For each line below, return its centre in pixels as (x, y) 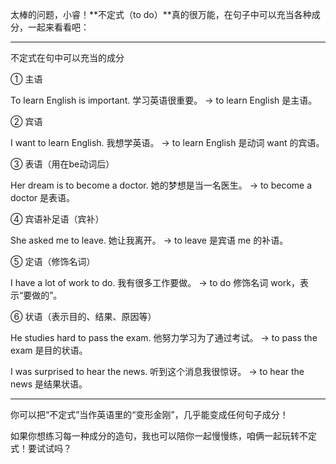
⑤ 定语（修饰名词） (53, 261)
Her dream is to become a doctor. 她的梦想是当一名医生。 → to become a (161, 185)
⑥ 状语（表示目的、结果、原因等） (83, 316)
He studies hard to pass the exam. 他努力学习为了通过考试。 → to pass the (164, 337)
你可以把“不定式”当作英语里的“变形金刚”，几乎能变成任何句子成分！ (149, 414)
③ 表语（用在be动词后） (62, 164)
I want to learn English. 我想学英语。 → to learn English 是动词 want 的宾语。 (167, 142)
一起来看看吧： (58, 27)
